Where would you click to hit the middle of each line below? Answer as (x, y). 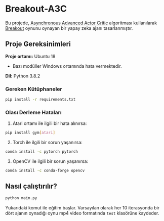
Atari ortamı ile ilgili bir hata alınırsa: (50, 123)
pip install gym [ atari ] (30, 133)
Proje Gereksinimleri (38, 44)
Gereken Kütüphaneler (34, 89)
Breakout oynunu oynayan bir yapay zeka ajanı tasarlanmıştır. (69, 28)
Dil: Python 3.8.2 (23, 76)
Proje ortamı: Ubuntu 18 (30, 56)
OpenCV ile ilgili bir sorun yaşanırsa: (50, 161)
